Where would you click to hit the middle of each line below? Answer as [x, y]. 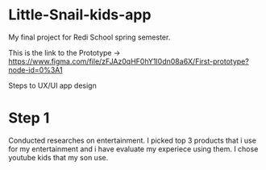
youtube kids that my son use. [58, 157]
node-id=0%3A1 [35, 69]
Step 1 [29, 118]
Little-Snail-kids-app [80, 15]
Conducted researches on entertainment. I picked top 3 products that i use [132, 140]
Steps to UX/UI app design [52, 85]
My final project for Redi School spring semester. [89, 37]
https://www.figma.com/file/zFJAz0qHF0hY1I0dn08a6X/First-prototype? [129, 61]
